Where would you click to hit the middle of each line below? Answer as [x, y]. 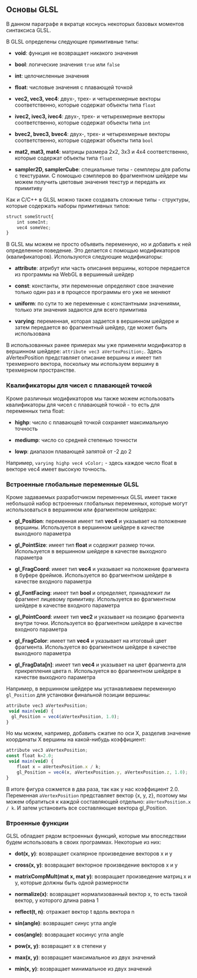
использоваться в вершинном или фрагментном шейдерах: [81, 510]
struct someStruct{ [30, 217]
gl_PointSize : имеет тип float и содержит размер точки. [85, 545]
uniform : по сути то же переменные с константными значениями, [98, 303]
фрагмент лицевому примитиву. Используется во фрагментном [95, 599]
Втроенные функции [37, 823]
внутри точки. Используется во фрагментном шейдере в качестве [98, 623]
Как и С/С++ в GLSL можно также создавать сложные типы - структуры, [98, 199]
